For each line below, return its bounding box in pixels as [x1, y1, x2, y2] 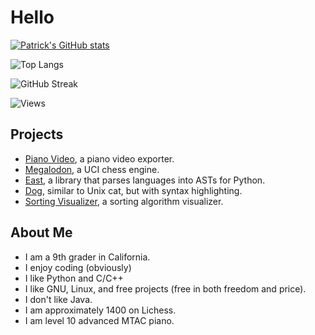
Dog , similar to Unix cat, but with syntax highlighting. [24, 184, 243, 196]
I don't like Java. [24, 293, 93, 305]
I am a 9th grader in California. [24, 251, 151, 263]
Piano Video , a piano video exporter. [24, 152, 175, 165]
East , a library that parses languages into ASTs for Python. [24, 174, 266, 186]
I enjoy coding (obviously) [24, 261, 132, 273]
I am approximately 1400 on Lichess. [24, 304, 177, 316]
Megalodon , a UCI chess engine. [24, 163, 160, 175]
